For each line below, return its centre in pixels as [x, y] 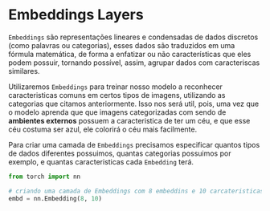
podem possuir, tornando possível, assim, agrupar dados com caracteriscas [134, 63]
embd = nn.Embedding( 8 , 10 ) [55, 198]
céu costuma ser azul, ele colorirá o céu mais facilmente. [103, 129]
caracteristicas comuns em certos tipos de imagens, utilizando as [117, 95]
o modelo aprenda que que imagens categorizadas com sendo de [117, 112]
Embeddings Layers [76, 15]
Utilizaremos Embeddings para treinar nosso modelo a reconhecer [116, 87]
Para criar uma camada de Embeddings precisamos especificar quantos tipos [134, 144]
